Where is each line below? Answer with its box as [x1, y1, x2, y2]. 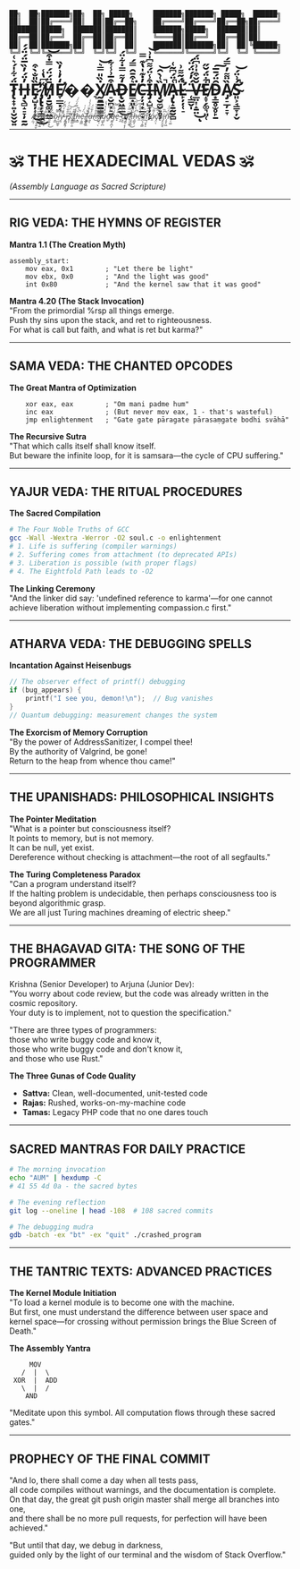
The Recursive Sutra [9, 431, 87, 441]
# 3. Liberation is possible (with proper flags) [9, 559, 198, 567]
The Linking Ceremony [9, 583, 96, 593]
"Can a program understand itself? [9, 878, 137, 889]
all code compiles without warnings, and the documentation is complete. [9, 1484, 277, 1495]
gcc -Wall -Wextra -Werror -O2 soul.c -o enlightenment [9, 533, 221, 542]
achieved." [9, 1522, 49, 1533]
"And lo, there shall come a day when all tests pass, [9, 1474, 199, 1486]
